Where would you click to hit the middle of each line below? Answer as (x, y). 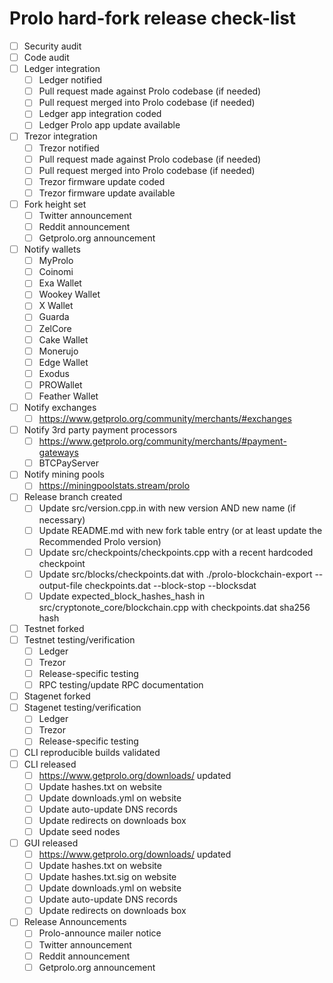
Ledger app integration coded (100, 114)
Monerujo (58, 351)
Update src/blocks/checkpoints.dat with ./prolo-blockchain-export (175, 574)
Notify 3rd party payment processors (100, 430)
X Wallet (56, 306)
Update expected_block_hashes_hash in (122, 596)
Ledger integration (62, 69)
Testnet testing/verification (79, 639)
